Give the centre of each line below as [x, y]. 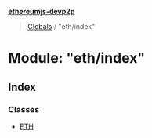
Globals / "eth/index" [61, 26]
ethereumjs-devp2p [42, 11]
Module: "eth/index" [77, 58]
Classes [24, 109]
